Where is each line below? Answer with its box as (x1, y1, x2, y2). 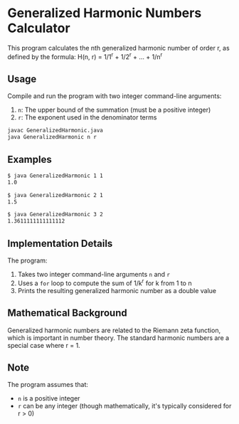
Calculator (7, 20, 70, 36)
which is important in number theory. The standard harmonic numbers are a (7, 333, 230, 342)
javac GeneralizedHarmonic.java (7, 127, 103, 134)
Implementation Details (7, 237, 113, 250)
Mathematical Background (7, 307, 127, 319)
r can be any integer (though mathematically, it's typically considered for (17, 402, 232, 410)
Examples (7, 153, 52, 165)
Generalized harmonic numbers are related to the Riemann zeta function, (7, 326, 221, 334)
